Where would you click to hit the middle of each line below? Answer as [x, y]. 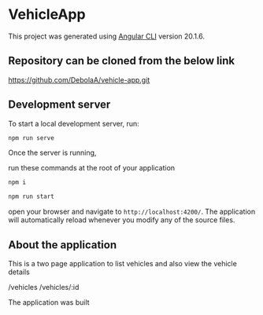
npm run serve [31, 138]
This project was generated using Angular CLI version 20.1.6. [107, 36]
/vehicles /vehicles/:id [44, 287]
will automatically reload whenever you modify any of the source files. [122, 220]
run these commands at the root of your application [92, 168]
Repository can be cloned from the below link [121, 61]
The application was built [49, 302]
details [19, 272]
